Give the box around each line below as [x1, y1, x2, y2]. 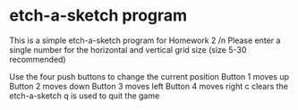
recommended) [9, 54, 66, 64]
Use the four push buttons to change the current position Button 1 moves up [9, 71, 289, 81]
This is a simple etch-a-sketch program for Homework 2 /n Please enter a [9, 35, 281, 46]
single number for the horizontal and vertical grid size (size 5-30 [9, 44, 247, 55]
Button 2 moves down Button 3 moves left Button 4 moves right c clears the [9, 80, 289, 91]
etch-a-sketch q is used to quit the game [9, 90, 160, 101]
